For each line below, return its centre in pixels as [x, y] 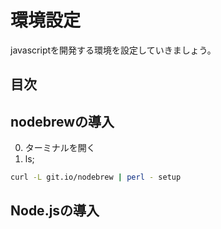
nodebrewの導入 [62, 121]
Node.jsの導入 [55, 211]
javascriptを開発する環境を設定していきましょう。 [113, 50]
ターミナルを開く [60, 148]
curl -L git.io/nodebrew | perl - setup [96, 177]
